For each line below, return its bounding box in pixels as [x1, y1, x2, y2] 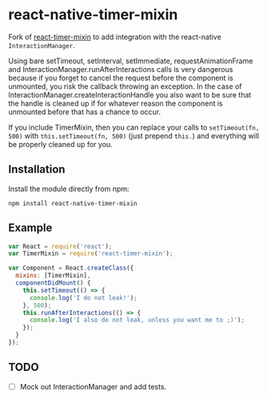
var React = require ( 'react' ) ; [8, 242, 113, 250]
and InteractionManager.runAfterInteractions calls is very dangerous [8, 64, 233, 74]
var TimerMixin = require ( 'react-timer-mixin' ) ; [8, 249, 173, 257]
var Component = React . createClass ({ [8, 264, 134, 273]
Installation [8, 162, 66, 177]
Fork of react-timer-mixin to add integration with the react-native [8, 32, 221, 42]
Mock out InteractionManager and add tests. [19, 381, 167, 391]
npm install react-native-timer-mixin [8, 199, 137, 207]
